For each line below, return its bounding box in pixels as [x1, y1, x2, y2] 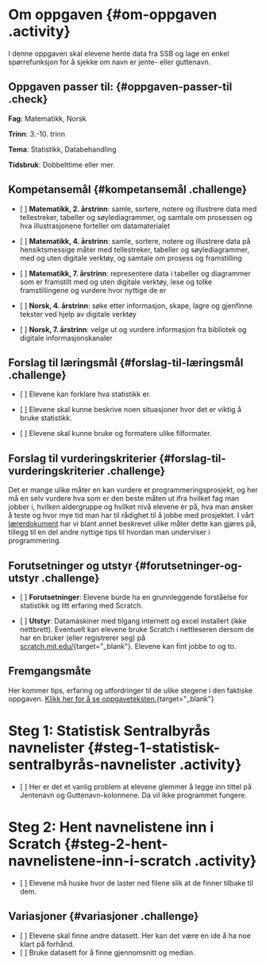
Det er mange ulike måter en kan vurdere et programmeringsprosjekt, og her [8, 485, 258, 495]
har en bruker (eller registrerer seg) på [19, 633, 146, 643]
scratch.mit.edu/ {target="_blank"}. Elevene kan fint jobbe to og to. [19, 642, 237, 650]
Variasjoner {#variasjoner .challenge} [8, 909, 199, 923]
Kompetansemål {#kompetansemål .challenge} [8, 183, 248, 196]
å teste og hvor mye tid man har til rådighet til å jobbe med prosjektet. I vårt [8, 511, 254, 520]
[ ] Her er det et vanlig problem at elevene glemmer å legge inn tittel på [19, 782, 253, 791]
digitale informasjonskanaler [19, 333, 113, 342]
